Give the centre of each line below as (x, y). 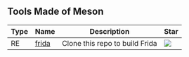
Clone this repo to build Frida (110, 43)
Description (110, 31)
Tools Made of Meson (56, 12)
